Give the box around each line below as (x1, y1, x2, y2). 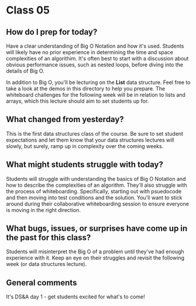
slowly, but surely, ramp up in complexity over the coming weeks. (6, 142, 164, 150)
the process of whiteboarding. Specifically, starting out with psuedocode (6, 187, 182, 194)
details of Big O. (6, 68, 45, 74)
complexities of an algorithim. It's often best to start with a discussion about (6, 55, 189, 62)
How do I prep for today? (6, 27, 98, 37)
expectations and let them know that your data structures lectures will (6, 136, 174, 143)
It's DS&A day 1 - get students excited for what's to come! (6, 293, 145, 300)
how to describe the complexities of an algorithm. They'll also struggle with (6, 181, 187, 189)
